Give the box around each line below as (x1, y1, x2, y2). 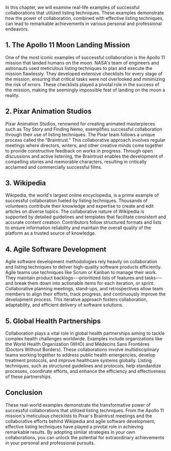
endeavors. (5, 26, 29, 32)
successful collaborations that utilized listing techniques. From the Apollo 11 (5, 407, 164, 413)
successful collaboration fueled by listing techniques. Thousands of (5, 197, 148, 204)
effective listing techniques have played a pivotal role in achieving (5, 423, 144, 430)
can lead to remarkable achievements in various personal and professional (5, 20, 162, 27)
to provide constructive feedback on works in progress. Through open (5, 147, 153, 154)
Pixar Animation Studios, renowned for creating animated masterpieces (5, 120, 156, 127)
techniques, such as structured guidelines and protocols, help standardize (5, 363, 161, 369)
